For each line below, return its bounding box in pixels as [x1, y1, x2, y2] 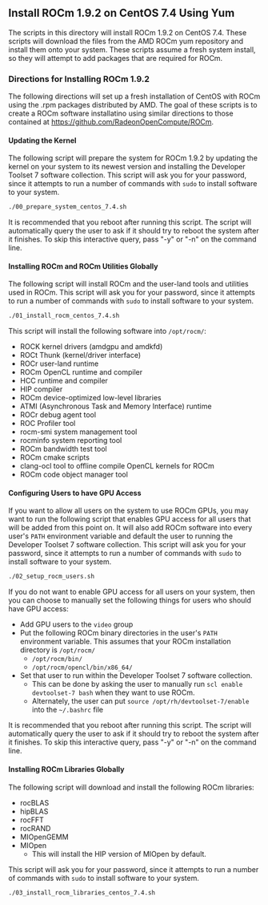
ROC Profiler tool [19, 419, 76, 428]
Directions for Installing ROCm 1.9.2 [8, 73, 150, 84]
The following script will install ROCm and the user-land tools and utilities [8, 279, 250, 289]
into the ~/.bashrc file [31, 705, 104, 715]
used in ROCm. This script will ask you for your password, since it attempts [8, 288, 256, 298]
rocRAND [19, 823, 51, 833]
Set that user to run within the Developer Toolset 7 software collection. [19, 671, 253, 680]
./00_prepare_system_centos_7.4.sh [8, 203, 127, 211]
